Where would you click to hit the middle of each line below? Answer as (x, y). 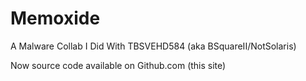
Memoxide (55, 18)
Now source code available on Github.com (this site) (118, 65)
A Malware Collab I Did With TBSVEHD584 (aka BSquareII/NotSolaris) (153, 46)
